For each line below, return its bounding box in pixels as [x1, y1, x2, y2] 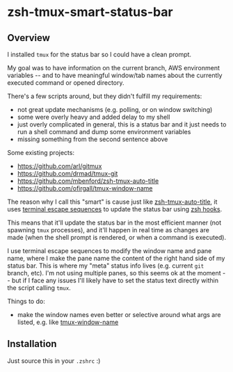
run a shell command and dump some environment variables [17, 128, 191, 136]
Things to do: [7, 297, 45, 305]
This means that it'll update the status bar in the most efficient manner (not [7, 218, 222, 227]
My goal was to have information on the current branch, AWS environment [7, 64, 220, 72]
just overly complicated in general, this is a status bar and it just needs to [17, 120, 227, 129]
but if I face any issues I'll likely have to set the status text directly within [11, 276, 219, 284]
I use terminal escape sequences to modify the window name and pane [7, 247, 212, 254]
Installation [7, 338, 57, 350]
